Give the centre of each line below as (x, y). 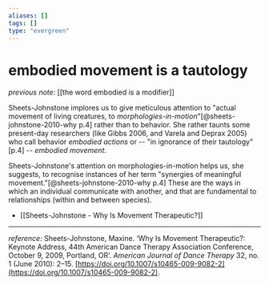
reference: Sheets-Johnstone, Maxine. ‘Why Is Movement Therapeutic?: (127, 239)
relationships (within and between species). (80, 200)
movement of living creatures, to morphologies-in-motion (103, 116)
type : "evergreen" (39, 30)
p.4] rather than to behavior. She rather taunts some (165, 125)
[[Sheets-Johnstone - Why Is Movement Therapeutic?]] (111, 215)
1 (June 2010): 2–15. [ (43, 264)
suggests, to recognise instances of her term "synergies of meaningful (125, 175)
